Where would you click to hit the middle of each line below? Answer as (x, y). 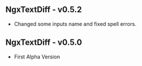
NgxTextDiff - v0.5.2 (44, 10)
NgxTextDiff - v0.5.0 (44, 43)
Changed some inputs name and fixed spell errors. (75, 24)
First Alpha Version (37, 57)
